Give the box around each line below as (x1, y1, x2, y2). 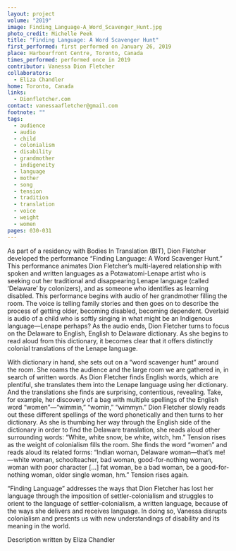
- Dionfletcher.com (13, 96, 71, 103)
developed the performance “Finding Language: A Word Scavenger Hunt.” (7, 254, 223, 262)
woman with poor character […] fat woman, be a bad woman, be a (7, 463, 199, 471)
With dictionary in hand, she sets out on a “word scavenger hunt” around (7, 357, 219, 366)
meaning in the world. (7, 521, 70, 530)
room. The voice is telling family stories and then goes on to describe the (7, 299, 219, 307)
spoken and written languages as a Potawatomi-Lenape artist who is (7, 269, 206, 278)
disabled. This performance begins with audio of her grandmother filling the (7, 291, 228, 300)
